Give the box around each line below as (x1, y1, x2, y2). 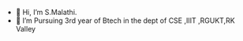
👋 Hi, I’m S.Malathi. (15, 8, 77, 17)
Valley (15, 24, 36, 33)
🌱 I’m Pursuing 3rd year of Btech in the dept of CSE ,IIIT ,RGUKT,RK (15, 16, 235, 25)
